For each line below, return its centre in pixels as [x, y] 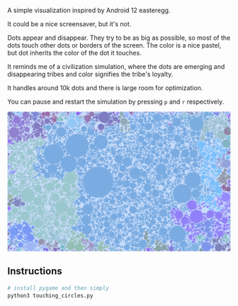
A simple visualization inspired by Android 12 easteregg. [89, 10]
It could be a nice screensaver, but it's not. [69, 24]
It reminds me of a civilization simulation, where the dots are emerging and [116, 66]
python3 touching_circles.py [50, 296]
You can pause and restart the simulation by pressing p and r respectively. [116, 102]
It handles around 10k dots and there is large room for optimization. [105, 88]
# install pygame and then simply [58, 288]
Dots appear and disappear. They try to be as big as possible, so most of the [119, 38]
